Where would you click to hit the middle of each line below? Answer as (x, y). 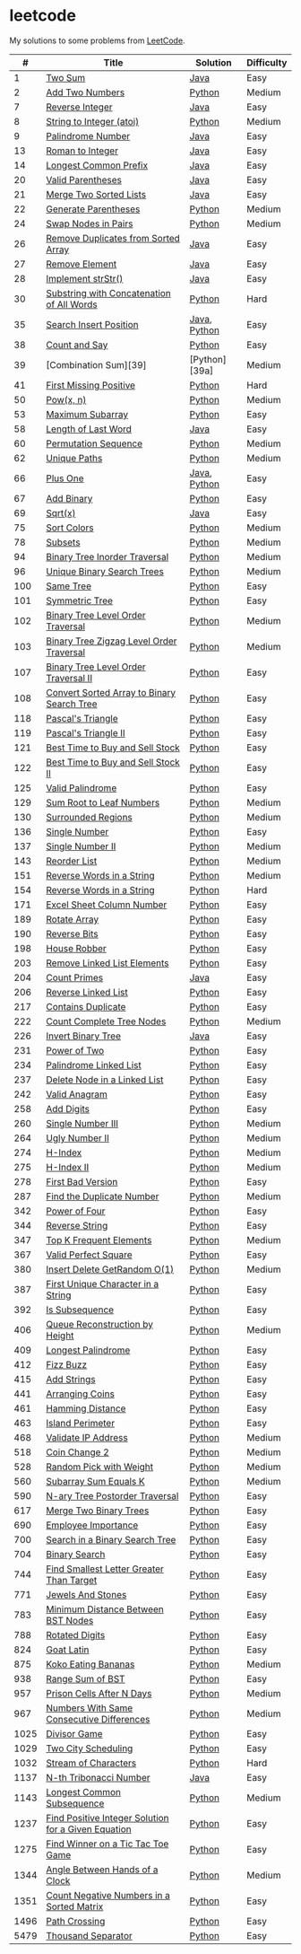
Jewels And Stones (86, 1594)
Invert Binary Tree (84, 1036)
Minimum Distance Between (105, 1609)
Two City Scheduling (90, 1748)
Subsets (63, 542)
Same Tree (69, 586)
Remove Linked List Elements (107, 963)
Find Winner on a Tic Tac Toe (107, 1844)
